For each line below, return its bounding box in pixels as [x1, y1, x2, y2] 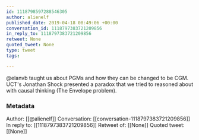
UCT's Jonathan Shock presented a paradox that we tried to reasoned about [6, 81, 194, 88]
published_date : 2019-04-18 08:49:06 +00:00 [6, 20, 118, 26]
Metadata [6, 101, 34, 110]
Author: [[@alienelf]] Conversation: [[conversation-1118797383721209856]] [6, 115, 191, 122]
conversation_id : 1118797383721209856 [6, 25, 102, 31]
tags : [6, 53, 20, 59]
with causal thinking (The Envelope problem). [6, 87, 117, 94]
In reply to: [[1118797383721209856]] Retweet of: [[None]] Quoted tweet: [6, 121, 185, 128]
